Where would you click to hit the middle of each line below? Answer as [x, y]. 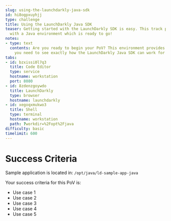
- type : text [19, 43]
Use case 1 [24, 192]
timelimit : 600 [21, 133]
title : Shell [24, 110]
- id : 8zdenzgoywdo [26, 86]
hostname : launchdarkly [35, 100]
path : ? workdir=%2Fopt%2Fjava [42, 124]
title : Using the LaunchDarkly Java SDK [49, 24]
